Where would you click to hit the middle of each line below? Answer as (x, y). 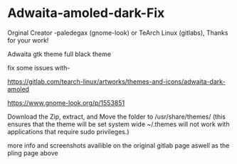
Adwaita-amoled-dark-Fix (86, 13)
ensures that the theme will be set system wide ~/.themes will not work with (118, 124)
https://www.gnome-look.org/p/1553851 (66, 103)
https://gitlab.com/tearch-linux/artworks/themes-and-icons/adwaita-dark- (116, 81)
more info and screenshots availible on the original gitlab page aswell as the (118, 145)
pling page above (33, 153)
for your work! (28, 40)
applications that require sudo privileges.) (68, 131)
